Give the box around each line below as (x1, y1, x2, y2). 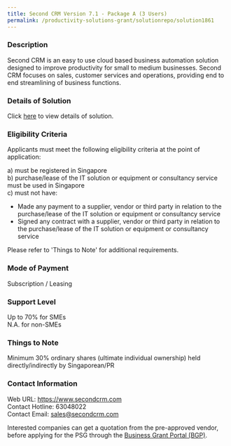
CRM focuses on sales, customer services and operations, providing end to (7, 71, 225, 79)
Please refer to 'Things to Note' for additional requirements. (7, 246, 179, 254)
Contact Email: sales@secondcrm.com (7, 409, 119, 418)
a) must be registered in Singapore (7, 166, 107, 175)
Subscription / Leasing (7, 279, 72, 288)
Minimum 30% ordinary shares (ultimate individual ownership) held (7, 354, 201, 362)
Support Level (7, 296, 56, 306)
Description (7, 40, 48, 50)
